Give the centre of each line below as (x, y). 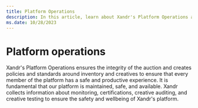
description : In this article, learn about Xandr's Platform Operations (97, 17)
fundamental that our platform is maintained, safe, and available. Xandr (92, 86)
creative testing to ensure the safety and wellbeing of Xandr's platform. (92, 99)
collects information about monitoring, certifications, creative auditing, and (97, 93)
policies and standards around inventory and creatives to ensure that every (97, 74)
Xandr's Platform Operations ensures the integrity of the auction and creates (99, 67)
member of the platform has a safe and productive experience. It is (87, 80)
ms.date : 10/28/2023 (32, 22)
